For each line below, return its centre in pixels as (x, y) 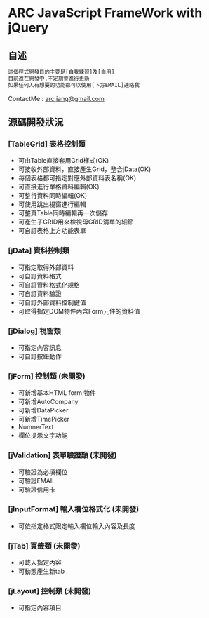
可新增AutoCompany (48, 402)
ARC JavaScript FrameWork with (105, 13)
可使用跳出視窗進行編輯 (52, 204)
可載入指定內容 (40, 563)
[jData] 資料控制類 (39, 250)
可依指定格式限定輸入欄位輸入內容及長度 (76, 526)
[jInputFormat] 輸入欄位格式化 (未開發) (74, 509)
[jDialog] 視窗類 (35, 331)
